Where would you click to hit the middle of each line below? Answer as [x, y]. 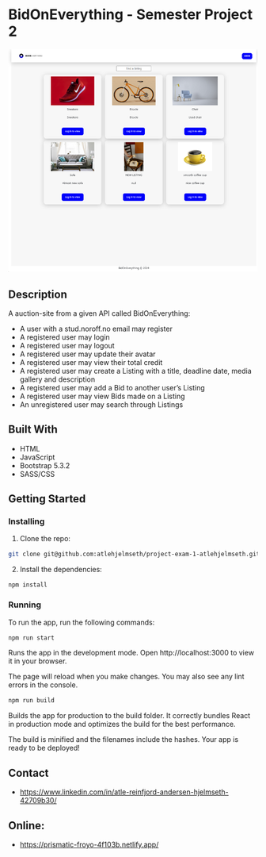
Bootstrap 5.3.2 [45, 465]
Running [25, 605]
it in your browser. [38, 661]
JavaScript [37, 457]
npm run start [32, 638]
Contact [28, 772]
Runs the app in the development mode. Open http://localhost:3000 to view [131, 653]
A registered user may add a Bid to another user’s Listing [112, 387]
